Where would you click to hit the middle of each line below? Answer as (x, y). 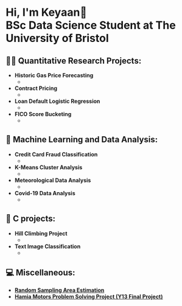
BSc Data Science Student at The (91, 25)
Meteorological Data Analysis (53, 180)
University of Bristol (57, 38)
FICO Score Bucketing (43, 114)
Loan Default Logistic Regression (57, 101)
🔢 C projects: (31, 219)
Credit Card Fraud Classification (56, 154)
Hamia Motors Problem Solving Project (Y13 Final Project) (89, 297)
